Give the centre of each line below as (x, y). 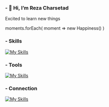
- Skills (14, 41)
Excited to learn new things (33, 19)
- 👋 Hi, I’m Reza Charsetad (37, 8)
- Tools (14, 65)
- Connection (21, 88)
